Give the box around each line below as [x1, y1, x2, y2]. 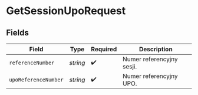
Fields [6, 28, 29, 38]
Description [138, 45, 173, 53]
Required [91, 45, 117, 53]
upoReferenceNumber [9, 77, 64, 83]
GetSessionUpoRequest [6, 4, 126, 18]
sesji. [123, 63, 137, 70]
